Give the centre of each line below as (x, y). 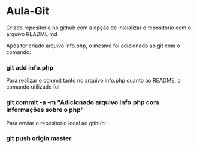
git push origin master (39, 138)
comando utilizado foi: (34, 87)
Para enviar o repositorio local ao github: (56, 123)
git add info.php (30, 67)
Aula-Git (28, 11)
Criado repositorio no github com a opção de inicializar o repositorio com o (99, 28)
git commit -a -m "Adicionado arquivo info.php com (83, 102)
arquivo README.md (32, 34)
